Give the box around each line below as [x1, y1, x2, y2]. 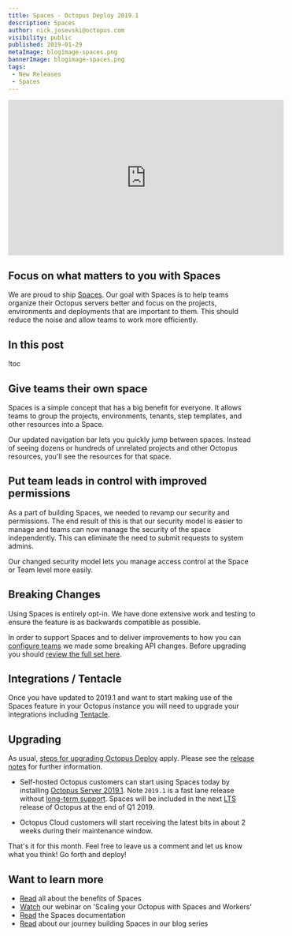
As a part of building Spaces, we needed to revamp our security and [8, 507, 230, 517]
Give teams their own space [8, 382, 148, 395]
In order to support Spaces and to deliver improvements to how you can [8, 632, 242, 642]
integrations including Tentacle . [8, 709, 110, 719]
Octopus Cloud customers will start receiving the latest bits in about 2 [19, 818, 246, 827]
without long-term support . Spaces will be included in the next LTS [19, 794, 236, 803]
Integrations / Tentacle [8, 672, 122, 685]
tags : [8, 63, 26, 71]
